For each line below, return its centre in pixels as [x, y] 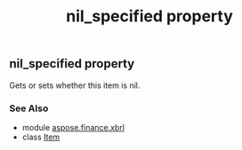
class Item [41, 137]
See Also [29, 108]
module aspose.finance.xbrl [73, 127]
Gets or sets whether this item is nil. [75, 85]
